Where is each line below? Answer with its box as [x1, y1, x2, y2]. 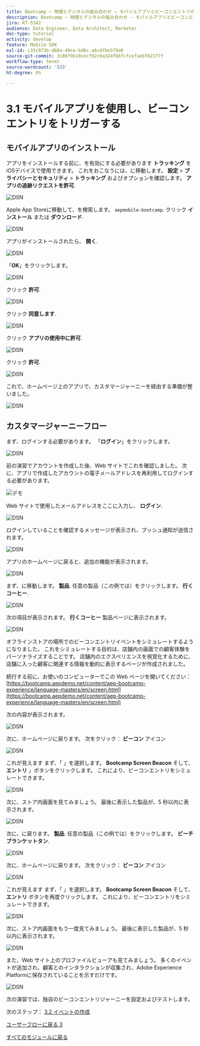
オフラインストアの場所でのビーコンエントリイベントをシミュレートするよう [6, 638, 194, 645]
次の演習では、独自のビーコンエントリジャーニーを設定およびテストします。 [6, 995, 193, 1003]
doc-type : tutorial [6, 31, 55, 37]
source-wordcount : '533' [6, 64, 68, 70]
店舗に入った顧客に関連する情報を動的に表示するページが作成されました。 [6, 660, 189, 667]
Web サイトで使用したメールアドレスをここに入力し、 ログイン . [6, 502, 162, 510]
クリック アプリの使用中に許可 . [6, 335, 82, 342]
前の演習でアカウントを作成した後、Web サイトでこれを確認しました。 [6, 462, 180, 469]
